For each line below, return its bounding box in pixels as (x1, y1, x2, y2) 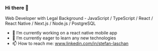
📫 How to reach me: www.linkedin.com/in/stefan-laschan (12, 41, 129, 47)
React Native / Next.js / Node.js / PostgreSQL (5, 20, 96, 26)
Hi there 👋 (5, 4, 29, 11)
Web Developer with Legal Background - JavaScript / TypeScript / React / (5, 16, 153, 21)
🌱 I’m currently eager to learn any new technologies (12, 35, 116, 41)
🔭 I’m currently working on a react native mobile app (12, 30, 118, 36)
